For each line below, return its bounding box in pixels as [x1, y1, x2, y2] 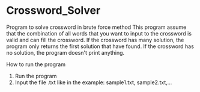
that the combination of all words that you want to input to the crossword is [6, 29, 192, 37]
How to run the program [6, 61, 66, 68]
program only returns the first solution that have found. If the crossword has [6, 43, 194, 50]
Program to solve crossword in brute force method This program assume [6, 23, 187, 31]
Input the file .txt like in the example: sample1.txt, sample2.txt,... [14, 79, 172, 86]
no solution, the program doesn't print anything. [6, 49, 125, 56]
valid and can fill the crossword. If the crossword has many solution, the [6, 36, 184, 43]
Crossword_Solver [6, 4, 101, 17]
